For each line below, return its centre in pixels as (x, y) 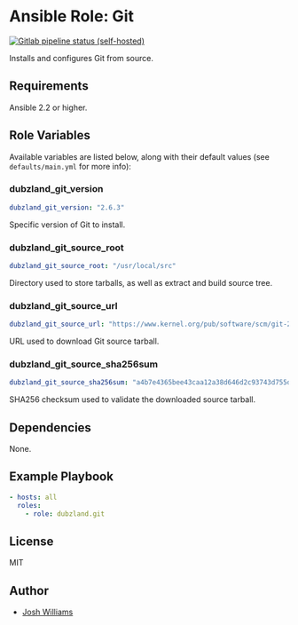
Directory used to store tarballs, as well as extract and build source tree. (141, 282)
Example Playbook (61, 477)
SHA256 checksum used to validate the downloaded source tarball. (133, 400)
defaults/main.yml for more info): (70, 166)
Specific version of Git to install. (67, 225)
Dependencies (50, 427)
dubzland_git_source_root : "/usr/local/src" (93, 266)
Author (29, 591)
